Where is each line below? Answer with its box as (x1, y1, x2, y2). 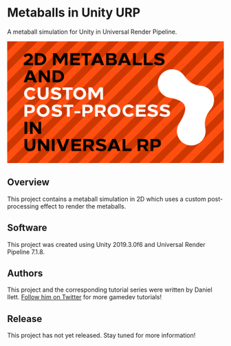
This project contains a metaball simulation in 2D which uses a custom (7, 195, 206, 203)
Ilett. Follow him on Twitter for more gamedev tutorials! (7, 293, 162, 301)
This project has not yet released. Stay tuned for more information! (7, 332, 196, 340)
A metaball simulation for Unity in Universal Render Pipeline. (7, 28, 177, 36)
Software (7, 222, 47, 234)
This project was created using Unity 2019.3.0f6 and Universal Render (7, 240, 206, 248)
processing (7, 202, 39, 210)
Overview (7, 177, 50, 188)
